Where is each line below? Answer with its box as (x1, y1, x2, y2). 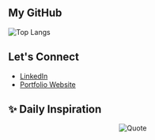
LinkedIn (19, 71, 48, 81)
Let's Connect (8, 51, 79, 64)
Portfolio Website (19, 79, 77, 89)
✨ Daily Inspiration (8, 103, 102, 116)
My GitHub (8, 6, 62, 20)
